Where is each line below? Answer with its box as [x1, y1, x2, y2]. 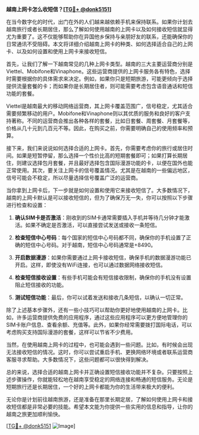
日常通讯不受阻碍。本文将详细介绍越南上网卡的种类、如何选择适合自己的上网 [6, 41, 193, 47]
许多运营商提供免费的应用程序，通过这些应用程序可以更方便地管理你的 [16, 314, 188, 321]
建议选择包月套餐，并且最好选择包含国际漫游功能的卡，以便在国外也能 [21, 160, 193, 166]
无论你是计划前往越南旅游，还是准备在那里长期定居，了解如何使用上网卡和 [6, 396, 188, 402]
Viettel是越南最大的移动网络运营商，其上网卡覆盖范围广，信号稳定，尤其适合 [6, 103, 193, 109]
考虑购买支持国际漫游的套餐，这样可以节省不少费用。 [6, 329, 136, 336]
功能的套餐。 [6, 90, 37, 97]
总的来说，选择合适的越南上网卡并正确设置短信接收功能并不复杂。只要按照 [6, 369, 188, 375]
